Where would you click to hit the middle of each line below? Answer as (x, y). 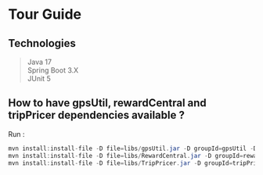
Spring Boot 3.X (53, 70)
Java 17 (40, 62)
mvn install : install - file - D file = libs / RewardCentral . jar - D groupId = (126, 155)
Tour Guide (45, 14)
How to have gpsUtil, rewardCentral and (108, 103)
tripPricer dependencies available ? (97, 115)
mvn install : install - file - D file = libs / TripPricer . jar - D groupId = (121, 163)
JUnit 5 (39, 79)
